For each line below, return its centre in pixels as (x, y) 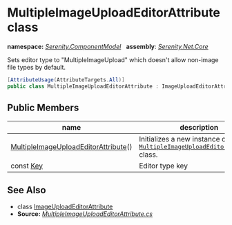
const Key (27, 166)
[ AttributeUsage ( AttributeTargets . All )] (66, 80)
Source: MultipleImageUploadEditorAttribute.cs (85, 214)
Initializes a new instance (180, 139)
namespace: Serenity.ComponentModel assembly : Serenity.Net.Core (108, 46)
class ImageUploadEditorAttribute (65, 207)
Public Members (43, 108)
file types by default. (36, 67)
